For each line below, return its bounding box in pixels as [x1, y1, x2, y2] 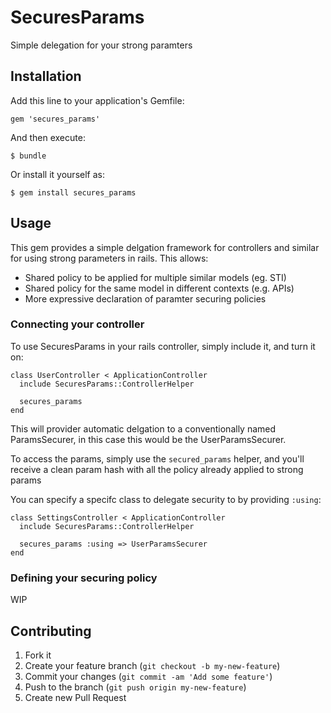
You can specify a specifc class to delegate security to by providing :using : [10, 493, 322, 505]
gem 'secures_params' [10, 114, 101, 124]
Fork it [24, 649, 52, 661]
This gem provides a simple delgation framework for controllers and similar [10, 241, 320, 253]
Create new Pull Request [24, 691, 127, 703]
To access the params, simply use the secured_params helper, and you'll [10, 452, 305, 465]
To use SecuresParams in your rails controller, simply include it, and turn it [10, 340, 316, 352]
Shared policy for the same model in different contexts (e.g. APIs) [24, 282, 295, 294]
